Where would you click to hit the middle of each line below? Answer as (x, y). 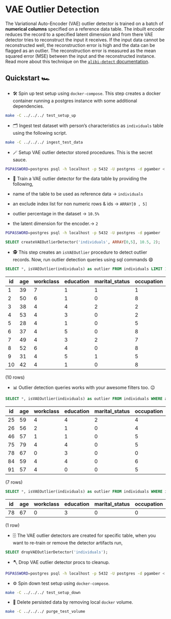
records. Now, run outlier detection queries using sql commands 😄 (83, 260)
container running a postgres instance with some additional (75, 101)
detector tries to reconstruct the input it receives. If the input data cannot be (85, 40)
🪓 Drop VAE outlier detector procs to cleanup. (61, 562)
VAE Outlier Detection (52, 9)
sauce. (20, 160)
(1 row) (12, 525)
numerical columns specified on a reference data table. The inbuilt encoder (85, 29)
